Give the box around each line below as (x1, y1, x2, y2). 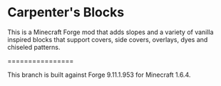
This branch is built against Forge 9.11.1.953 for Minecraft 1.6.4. (7, 70, 191, 79)
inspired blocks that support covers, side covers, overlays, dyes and (7, 35, 208, 43)
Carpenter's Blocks (7, 4, 125, 21)
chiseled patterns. (7, 43, 61, 51)
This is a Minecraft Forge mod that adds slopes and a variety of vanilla (7, 28, 214, 36)
